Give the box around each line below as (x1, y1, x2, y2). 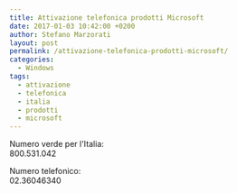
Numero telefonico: (9, 166, 81, 177)
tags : (9, 72, 30, 81)
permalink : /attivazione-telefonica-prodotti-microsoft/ (9, 47, 229, 56)
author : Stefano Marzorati (9, 30, 111, 39)
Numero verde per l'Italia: (9, 139, 104, 150)
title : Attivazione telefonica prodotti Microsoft (9, 13, 204, 23)
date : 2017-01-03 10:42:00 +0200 (9, 22, 136, 31)
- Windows (17, 64, 54, 73)
